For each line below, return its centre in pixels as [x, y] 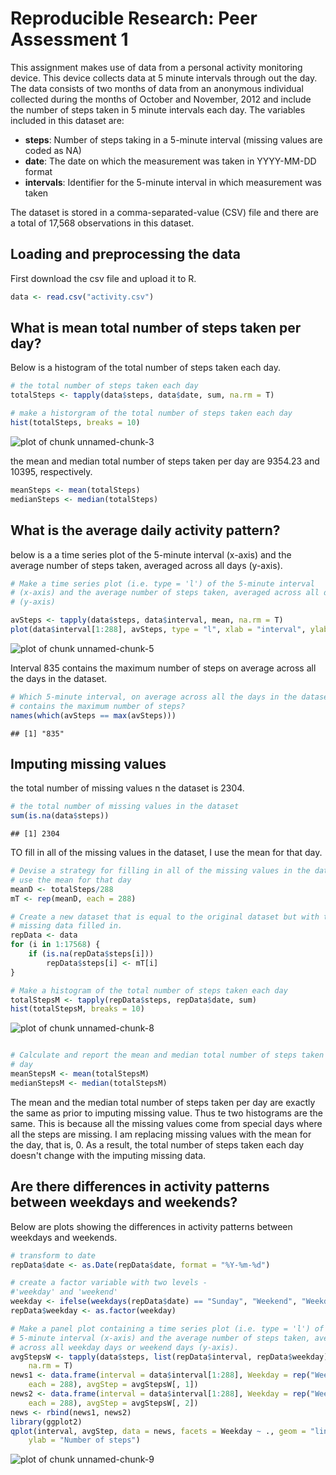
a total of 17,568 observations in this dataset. [102, 223]
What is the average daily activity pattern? [145, 530]
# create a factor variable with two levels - [109, 1283]
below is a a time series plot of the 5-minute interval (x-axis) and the [151, 554]
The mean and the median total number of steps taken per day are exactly [163, 1102]
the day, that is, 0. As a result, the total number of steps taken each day [157, 1144]
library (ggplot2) [46, 1422]
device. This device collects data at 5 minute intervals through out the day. [164, 78]
